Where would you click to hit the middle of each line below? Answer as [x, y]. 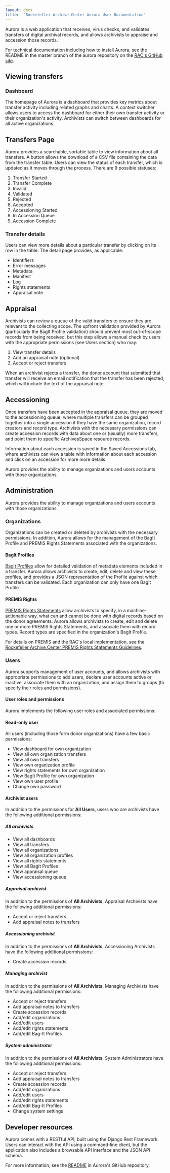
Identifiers [23, 260]
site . [10, 60]
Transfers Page [30, 139]
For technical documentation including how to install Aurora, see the [76, 50]
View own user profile [35, 781]
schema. [14, 1155]
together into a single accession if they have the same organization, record [83, 422]
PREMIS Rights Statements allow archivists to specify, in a [66, 611]
